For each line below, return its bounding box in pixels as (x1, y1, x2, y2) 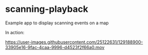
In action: (5, 29, 25, 35)
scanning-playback (5, 3, 89, 15)
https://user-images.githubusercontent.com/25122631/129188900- (5, 39, 143, 45)
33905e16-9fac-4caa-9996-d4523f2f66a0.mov (5, 44, 105, 50)
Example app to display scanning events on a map (5, 20, 109, 26)
